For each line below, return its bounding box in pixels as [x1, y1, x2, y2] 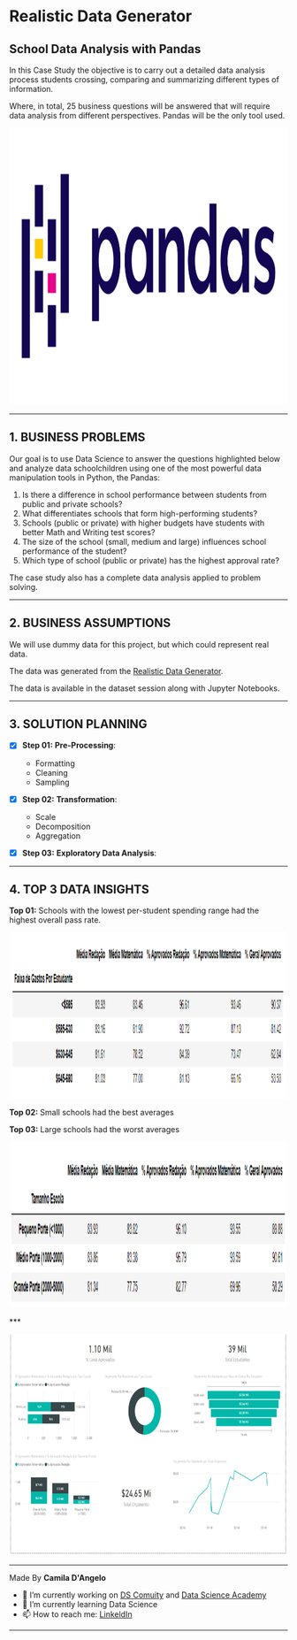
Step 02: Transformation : [21, 793, 118, 804]
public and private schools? [21, 498, 123, 510]
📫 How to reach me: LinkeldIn [21, 1609, 133, 1620]
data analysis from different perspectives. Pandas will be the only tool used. [9, 111, 286, 120]
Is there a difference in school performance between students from [21, 489, 267, 500]
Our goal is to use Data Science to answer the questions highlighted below [9, 453, 281, 464]
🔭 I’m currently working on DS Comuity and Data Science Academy [21, 1590, 267, 1600]
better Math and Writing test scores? [21, 526, 156, 537]
